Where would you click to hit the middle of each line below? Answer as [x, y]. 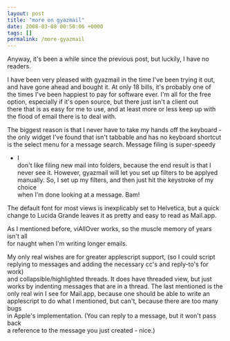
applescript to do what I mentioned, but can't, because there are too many [113, 301]
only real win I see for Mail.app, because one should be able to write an [109, 294]
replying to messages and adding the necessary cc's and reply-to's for [108, 264]
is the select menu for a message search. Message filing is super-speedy [112, 145]
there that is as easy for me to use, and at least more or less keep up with [112, 109]
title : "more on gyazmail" [46, 20]
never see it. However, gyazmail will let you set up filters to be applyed [117, 173]
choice [27, 187]
